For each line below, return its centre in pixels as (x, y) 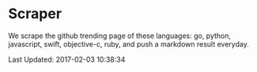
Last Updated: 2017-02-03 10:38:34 (67, 59)
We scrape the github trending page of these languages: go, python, (120, 36)
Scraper (35, 14)
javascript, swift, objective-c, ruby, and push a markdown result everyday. (128, 44)
